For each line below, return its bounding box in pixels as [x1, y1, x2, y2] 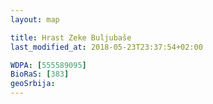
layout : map [10, 14, 60, 25]
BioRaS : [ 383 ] [10, 69, 70, 80]
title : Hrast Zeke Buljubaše [10, 32, 132, 43]
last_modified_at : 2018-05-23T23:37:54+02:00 [10, 42, 203, 52]
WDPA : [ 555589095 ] [10, 60, 87, 70]
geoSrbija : [10, 79, 56, 89]
